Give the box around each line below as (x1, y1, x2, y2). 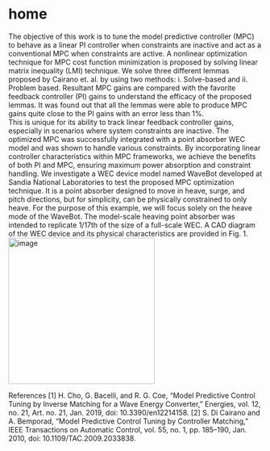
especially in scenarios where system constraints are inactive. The (8, 126, 230, 136)
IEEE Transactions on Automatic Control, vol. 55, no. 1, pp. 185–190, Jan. (8, 424, 247, 434)
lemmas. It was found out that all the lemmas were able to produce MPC (8, 100, 247, 110)
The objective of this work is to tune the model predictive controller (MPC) (8, 31, 255, 41)
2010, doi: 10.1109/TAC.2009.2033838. (8, 433, 136, 443)
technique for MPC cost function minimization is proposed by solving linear (8, 57, 258, 67)
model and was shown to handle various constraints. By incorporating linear (8, 143, 261, 152)
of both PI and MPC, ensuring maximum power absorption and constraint (8, 160, 251, 169)
